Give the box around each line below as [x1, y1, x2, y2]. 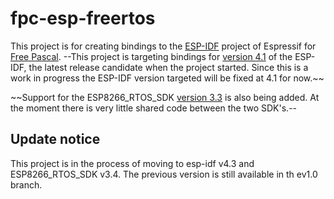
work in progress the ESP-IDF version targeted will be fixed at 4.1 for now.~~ [10, 72, 325, 84]
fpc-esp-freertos [10, 7, 156, 30]
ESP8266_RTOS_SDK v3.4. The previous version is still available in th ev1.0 [10, 168, 318, 180]
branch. [10, 178, 43, 191]
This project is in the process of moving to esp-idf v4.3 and [10, 157, 255, 169]
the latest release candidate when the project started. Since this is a [28, 61, 309, 73]
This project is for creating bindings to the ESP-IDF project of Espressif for [10, 40, 317, 52]
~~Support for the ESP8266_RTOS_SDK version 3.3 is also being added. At [10, 91, 320, 103]
